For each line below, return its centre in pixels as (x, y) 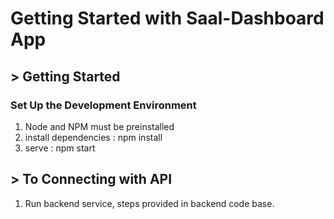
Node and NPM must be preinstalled (99, 126)
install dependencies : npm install (93, 137)
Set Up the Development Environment (103, 105)
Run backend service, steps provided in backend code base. (149, 203)
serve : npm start (60, 148)
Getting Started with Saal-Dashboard (167, 18)
